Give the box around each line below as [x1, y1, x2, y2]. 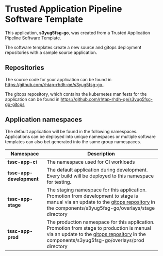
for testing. [47, 178, 72, 185]
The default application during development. [47, 166, 148, 173]
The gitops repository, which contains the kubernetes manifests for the [5, 91, 147, 97]
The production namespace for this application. [47, 219, 155, 225]
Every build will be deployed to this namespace [47, 172, 154, 179]
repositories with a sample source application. [5, 50, 97, 55]
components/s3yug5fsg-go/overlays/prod [47, 237, 145, 243]
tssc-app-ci [7, 158, 37, 165]
